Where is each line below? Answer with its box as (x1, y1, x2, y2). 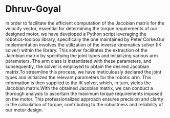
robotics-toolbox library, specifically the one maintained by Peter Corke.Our (5, 36, 165, 42)
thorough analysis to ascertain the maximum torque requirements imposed (5, 90, 163, 97)
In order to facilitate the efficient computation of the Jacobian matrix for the (5, 20, 165, 26)
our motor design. (5, 107, 43, 113)
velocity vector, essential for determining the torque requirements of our (5, 25, 158, 31)
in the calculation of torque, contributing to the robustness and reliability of (5, 101, 163, 107)
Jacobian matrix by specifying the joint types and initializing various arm (5, 52, 158, 59)
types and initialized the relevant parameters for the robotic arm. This (5, 74, 152, 80)
